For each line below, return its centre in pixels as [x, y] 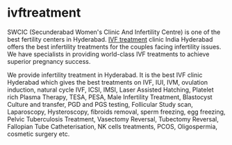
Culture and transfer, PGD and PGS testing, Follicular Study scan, [100, 104]
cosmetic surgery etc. [39, 134]
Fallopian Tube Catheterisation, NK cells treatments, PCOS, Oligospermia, [112, 126]
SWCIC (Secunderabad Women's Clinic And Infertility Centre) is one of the [114, 32]
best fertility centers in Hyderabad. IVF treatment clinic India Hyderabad [110, 39]
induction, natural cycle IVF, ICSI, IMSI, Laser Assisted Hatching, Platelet [110, 89]
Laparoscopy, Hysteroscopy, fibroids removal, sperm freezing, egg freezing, [116, 112]
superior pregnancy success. [49, 61]
